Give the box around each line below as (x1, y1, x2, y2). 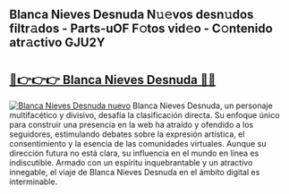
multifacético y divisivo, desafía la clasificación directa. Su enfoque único (9, 110, 280, 120)
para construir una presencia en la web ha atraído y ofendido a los (9, 120, 254, 130)
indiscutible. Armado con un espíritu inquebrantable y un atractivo (9, 157, 253, 168)
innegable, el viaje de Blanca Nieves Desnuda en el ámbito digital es (9, 167, 260, 177)
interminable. (9, 176, 58, 187)
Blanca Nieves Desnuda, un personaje (132, 100, 273, 111)
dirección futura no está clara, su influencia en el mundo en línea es (9, 148, 259, 158)
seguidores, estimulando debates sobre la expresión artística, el (9, 129, 245, 139)
